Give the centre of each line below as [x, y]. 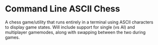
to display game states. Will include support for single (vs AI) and [70, 27]
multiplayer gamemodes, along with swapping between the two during [75, 32]
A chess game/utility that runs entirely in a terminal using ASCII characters [79, 22]
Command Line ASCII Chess [63, 9]
